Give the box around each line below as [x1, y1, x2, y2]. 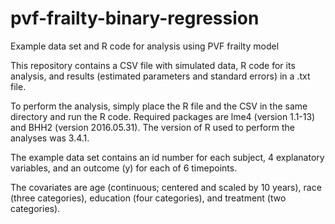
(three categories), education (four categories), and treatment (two [10, 192, 287, 204]
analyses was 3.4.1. [10, 132, 90, 144]
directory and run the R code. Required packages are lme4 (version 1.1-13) [10, 110, 316, 122]
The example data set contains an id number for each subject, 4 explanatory [10, 151, 325, 163]
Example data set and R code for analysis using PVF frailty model [10, 40, 280, 52]
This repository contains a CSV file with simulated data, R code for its [10, 59, 296, 71]
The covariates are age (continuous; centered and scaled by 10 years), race [10, 181, 322, 193]
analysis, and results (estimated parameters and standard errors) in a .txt [10, 70, 311, 82]
